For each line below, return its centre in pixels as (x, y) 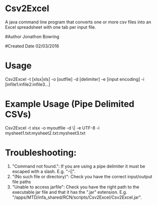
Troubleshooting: (41, 153)
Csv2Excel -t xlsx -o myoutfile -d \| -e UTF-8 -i (52, 128)
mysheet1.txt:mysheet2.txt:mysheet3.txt (45, 133)
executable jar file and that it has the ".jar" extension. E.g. (70, 192)
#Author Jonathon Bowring (32, 37)
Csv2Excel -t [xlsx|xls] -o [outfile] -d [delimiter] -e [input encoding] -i (75, 79)
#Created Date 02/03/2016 (32, 46)
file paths (21, 182)
